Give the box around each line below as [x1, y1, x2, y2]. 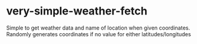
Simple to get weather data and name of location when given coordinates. [6, 24, 190, 31]
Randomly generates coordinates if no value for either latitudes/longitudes [6, 30, 192, 37]
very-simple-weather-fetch [6, 4, 148, 18]
